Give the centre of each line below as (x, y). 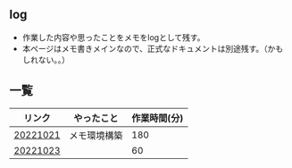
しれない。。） (46, 59)
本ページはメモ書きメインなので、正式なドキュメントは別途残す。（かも (153, 48)
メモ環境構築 (96, 135)
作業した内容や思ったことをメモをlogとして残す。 (113, 37)
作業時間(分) (158, 118)
